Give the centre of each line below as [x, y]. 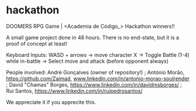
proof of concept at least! [37, 44]
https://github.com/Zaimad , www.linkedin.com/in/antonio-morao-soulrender [98, 78]
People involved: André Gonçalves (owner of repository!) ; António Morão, [95, 72]
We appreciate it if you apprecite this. [51, 102]
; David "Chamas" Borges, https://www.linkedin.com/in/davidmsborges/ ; [94, 84]
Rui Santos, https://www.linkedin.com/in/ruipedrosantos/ [74, 91]
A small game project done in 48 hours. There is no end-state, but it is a [93, 37]
